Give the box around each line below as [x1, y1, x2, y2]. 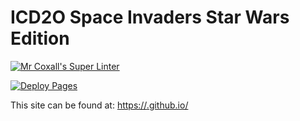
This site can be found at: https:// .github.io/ [10, 99, 189, 111]
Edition [10, 27, 70, 50]
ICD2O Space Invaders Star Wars [10, 6, 290, 29]
